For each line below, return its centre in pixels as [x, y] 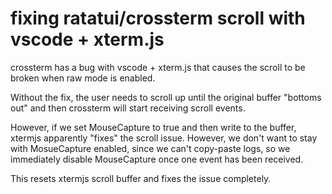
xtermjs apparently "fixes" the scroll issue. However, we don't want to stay [164, 138]
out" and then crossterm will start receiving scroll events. [128, 108]
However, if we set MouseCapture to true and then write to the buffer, [153, 127]
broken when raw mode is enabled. [83, 78]
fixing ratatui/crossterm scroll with [158, 18]
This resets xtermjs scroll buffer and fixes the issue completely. [141, 178]
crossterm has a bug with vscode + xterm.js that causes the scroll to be [158, 67]
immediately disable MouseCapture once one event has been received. [157, 159]
